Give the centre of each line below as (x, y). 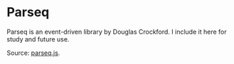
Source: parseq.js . (33, 53)
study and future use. (38, 39)
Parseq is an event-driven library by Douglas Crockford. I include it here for (117, 32)
